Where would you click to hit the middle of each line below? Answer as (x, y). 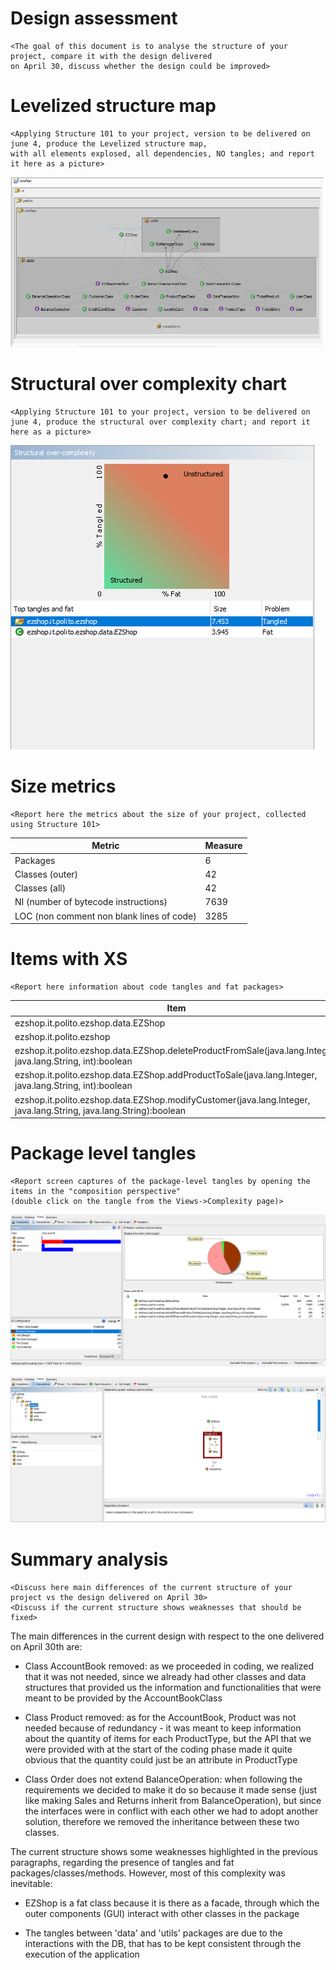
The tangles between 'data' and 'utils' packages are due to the (153, 1933)
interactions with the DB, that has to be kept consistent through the (163, 1944)
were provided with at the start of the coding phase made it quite (158, 1749)
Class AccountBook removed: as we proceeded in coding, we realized (169, 1666)
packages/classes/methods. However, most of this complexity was (148, 1873)
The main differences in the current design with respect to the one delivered (167, 1636)
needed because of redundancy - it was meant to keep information (163, 1728)
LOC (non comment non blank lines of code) (105, 916)
